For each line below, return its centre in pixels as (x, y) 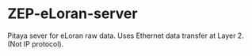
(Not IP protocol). (36, 43)
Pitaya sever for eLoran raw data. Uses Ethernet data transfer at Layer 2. (126, 35)
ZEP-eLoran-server (73, 14)
